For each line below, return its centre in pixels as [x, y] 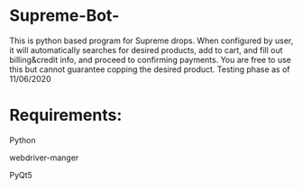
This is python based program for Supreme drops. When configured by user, [151, 40]
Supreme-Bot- [64, 16]
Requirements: [66, 116]
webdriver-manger [44, 157]
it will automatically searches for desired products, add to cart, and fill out [146, 49]
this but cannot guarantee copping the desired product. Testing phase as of [150, 69]
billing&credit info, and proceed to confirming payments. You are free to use [150, 59]
